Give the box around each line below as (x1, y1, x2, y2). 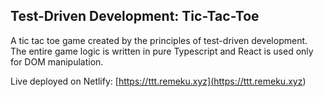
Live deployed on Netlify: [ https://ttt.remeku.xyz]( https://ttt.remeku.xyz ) (10, 75, 307, 87)
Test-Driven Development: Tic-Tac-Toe (10, 8, 260, 25)
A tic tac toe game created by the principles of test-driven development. (10, 34, 308, 46)
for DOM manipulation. (10, 55, 104, 68)
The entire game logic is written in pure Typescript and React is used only (10, 45, 314, 57)
